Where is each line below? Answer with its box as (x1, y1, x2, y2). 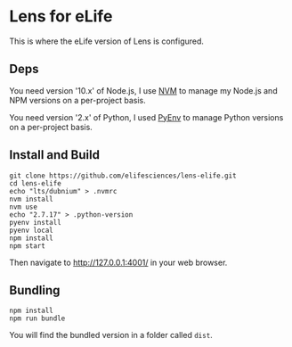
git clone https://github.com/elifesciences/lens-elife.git (9, 171, 238, 180)
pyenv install (9, 218, 62, 227)
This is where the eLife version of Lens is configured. (9, 36, 205, 46)
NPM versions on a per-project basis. (9, 95, 147, 105)
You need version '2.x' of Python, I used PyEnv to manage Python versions (9, 112, 284, 122)
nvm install (9, 194, 53, 203)
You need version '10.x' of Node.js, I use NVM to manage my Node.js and (9, 85, 278, 95)
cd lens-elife (9, 178, 62, 188)
